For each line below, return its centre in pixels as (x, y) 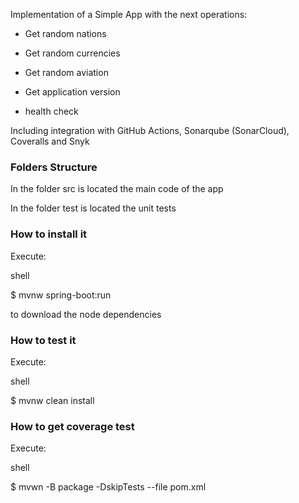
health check (51, 111)
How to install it (49, 234)
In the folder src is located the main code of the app (117, 189)
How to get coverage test (72, 426)
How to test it (43, 340)
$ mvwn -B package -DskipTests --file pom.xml (108, 487)
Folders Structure (54, 167)
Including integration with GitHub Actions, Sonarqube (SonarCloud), (150, 130)
